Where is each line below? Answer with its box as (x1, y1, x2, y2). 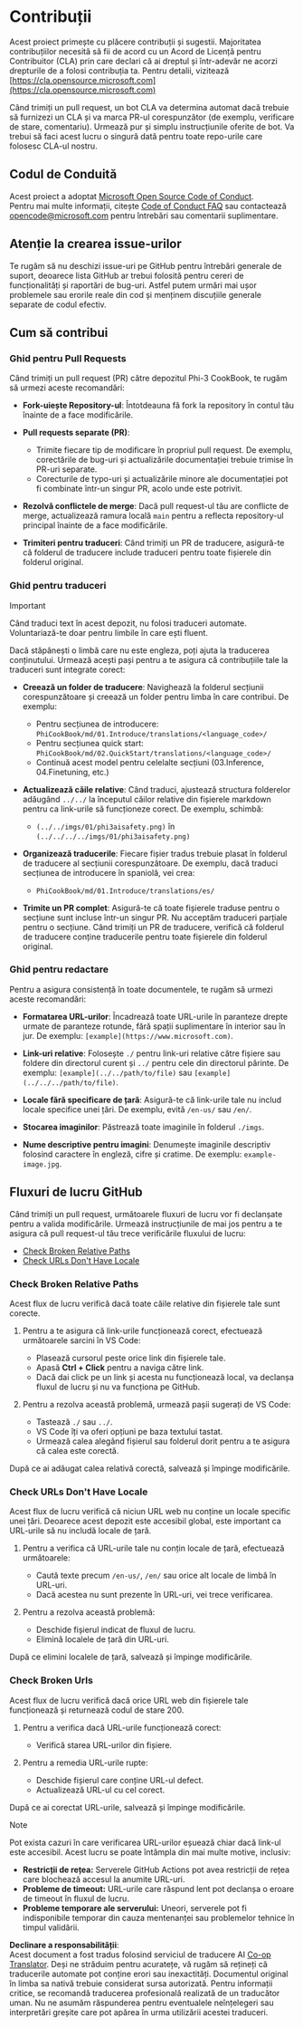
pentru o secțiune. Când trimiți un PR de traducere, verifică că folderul (22, 921, 285, 932)
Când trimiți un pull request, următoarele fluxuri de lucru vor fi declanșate (9, 1208, 283, 1219)
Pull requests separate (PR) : (22, 427, 130, 438)
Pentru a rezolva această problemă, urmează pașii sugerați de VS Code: (22, 1398, 291, 1409)
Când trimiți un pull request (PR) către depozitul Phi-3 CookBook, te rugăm (9, 373, 288, 384)
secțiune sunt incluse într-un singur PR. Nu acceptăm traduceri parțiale (22, 912, 288, 923)
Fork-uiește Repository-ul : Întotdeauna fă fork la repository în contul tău (22, 400, 295, 411)
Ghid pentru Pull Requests (9, 351, 127, 364)
